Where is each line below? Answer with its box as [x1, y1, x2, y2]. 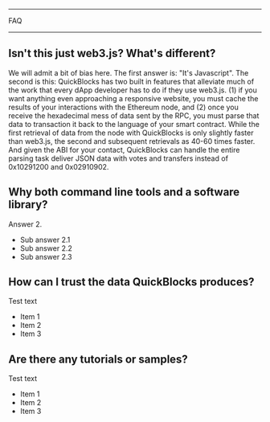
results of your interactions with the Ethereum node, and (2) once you [8, 102, 239, 112]
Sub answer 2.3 [19, 252, 72, 261]
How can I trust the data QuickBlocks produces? [8, 275, 255, 289]
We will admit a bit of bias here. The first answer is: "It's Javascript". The [8, 68, 249, 77]
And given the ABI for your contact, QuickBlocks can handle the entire [8, 145, 240, 154]
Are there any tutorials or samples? [8, 352, 189, 366]
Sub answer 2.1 [19, 235, 71, 244]
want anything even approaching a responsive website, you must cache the [8, 93, 259, 103]
